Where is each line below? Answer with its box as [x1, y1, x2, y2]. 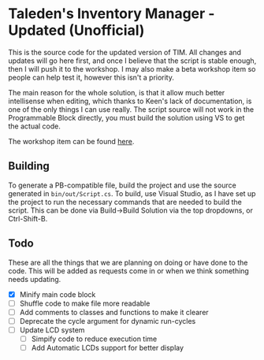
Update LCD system [19, 325, 85, 335]
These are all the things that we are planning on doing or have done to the [8, 258, 248, 267]
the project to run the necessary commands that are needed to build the [8, 197, 243, 206]
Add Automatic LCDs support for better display [31, 343, 184, 352]
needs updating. [8, 274, 61, 284]
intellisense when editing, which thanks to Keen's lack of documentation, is [8, 96, 252, 106]
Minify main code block [19, 289, 96, 299]
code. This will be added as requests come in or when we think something [8, 265, 250, 276]
